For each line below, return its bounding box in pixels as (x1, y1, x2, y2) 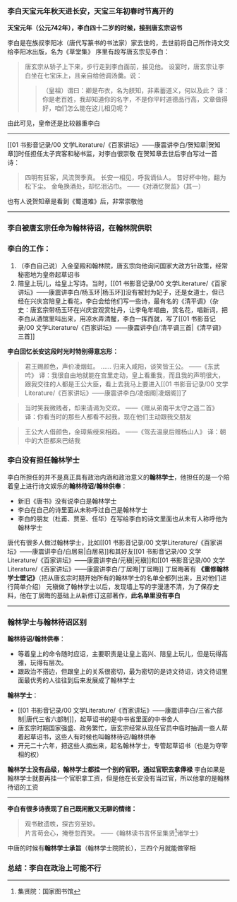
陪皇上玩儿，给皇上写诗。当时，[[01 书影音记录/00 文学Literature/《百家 (17, 279, 227, 287)
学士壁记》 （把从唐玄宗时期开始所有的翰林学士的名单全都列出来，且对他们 (7, 574, 221, 582)
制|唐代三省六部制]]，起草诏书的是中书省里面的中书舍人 (17, 715, 179, 723)
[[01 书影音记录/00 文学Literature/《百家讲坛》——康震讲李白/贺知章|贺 (7, 141, 215, 149)
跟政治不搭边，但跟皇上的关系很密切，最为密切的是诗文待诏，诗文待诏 (17, 667, 222, 676)
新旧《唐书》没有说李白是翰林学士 (17, 497, 117, 505)
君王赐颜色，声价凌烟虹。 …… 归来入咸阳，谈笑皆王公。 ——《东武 (24, 362, 220, 370)
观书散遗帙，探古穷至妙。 (24, 819, 99, 828)
